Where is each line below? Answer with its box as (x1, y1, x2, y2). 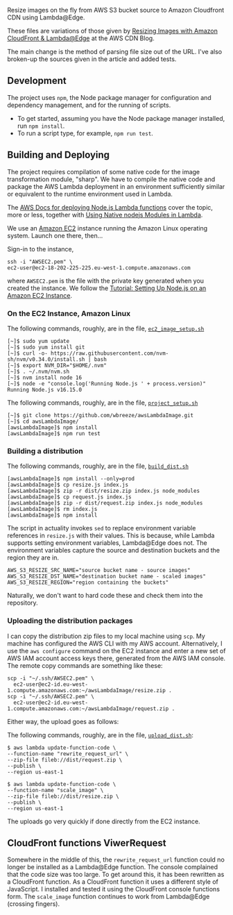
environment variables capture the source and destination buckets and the (7, 546, 221, 555)
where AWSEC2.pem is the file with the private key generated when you (7, 276, 205, 285)
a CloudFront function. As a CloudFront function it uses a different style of (7, 878, 218, 886)
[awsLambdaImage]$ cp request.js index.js (7, 494, 132, 501)
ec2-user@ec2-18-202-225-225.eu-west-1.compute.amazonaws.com (7, 264, 191, 271)
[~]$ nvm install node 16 (7, 374, 82, 381)
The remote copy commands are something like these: (7, 661, 163, 669)
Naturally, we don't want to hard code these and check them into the (7, 591, 203, 600)
